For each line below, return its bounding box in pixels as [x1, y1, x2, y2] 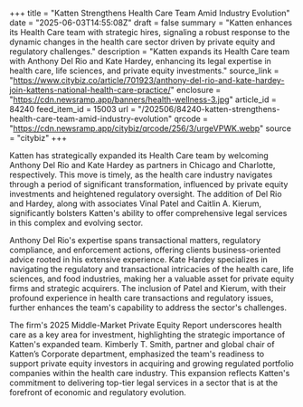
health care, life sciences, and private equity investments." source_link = [9, 65, 279, 76]
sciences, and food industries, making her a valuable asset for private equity [9, 273, 295, 284]
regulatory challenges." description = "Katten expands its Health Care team [9, 46, 290, 57]
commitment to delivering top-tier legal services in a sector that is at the [9, 377, 279, 388]
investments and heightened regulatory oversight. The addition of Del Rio [9, 189, 282, 199]
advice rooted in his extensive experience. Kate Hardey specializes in [9, 254, 269, 265]
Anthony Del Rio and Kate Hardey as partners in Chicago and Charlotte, [9, 160, 276, 170]
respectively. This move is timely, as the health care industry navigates [9, 169, 273, 180]
